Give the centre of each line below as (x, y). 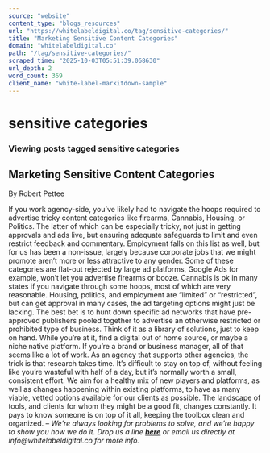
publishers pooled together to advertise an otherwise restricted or (151, 321)
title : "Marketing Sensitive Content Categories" (93, 38)
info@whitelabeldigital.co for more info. (74, 441)
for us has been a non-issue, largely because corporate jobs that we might (132, 252)
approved (24, 321)
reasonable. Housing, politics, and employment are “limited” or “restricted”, (133, 295)
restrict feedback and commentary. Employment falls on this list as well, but (134, 243)
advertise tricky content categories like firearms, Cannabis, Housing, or (127, 218)
